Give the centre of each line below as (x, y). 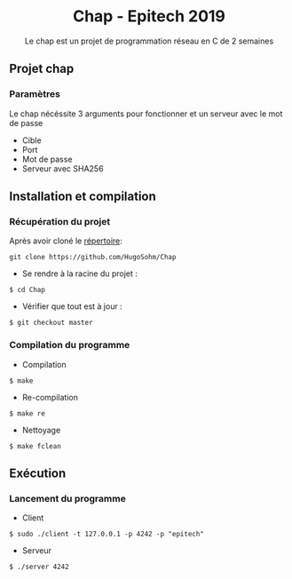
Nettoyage (41, 430)
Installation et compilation (83, 197)
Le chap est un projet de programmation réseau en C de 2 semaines (149, 41)
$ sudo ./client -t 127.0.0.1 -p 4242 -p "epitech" (107, 535)
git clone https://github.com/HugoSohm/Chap (93, 258)
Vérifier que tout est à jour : (72, 306)
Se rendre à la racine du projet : (79, 274)
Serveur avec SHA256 (63, 168)
